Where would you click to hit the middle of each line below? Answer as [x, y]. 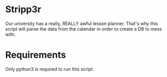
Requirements [36, 55]
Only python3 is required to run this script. [50, 69]
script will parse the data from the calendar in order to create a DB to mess [83, 29]
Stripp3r [23, 9]
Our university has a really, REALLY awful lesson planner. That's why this [82, 23]
